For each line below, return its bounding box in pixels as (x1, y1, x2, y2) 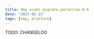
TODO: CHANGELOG (5, 30, 48, 36)
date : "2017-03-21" (5, 12, 45, 17)
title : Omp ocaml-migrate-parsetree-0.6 (5, 7, 90, 12)
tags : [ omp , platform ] (5, 16, 52, 21)
